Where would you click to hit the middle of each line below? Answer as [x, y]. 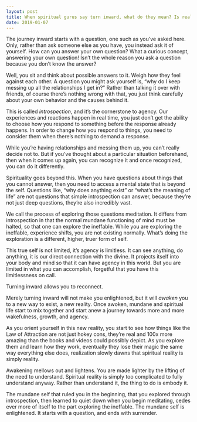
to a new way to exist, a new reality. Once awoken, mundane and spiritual [95, 304]
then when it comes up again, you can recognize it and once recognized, [94, 160]
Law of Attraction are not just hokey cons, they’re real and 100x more [89, 334]
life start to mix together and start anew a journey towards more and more [95, 311]
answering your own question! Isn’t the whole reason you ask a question [93, 58]
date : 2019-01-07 [27, 22]
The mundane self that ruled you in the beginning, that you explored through [98, 394]
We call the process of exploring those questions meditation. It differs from [96, 214]
